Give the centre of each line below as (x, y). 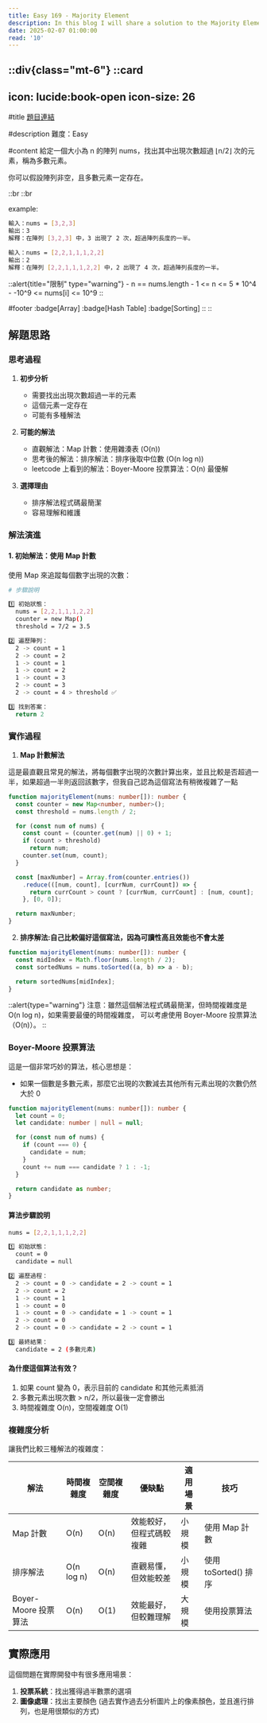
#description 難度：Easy (48, 134)
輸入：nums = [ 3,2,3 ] (42, 223)
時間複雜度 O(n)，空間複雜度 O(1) (74, 1407)
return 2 (30, 714)
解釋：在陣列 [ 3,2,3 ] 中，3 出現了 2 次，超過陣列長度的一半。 (101, 239)
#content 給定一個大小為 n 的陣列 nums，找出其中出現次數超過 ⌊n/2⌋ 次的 (128, 151)
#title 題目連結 (31, 117)
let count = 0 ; (41, 1116)
